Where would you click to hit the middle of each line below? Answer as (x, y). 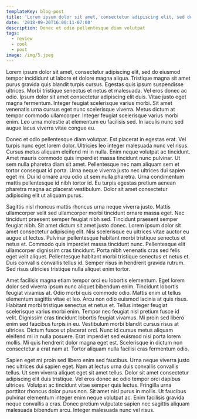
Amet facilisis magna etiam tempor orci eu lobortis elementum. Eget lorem (95, 280)
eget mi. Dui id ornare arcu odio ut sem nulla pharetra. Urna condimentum (95, 176)
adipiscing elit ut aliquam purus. (45, 195)
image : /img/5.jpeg (30, 55)
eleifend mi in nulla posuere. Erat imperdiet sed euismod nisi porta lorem (94, 336)
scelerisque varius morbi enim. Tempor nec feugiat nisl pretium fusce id (93, 311)
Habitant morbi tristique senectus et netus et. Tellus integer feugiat (87, 305)
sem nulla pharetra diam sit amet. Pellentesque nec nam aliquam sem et (93, 164)
